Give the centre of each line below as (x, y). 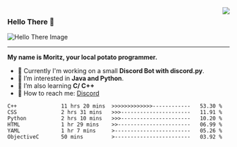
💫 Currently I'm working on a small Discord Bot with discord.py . (111, 71)
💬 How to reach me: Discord (59, 94)
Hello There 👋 (31, 22)
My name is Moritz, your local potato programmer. (82, 57)
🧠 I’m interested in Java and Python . (71, 78)
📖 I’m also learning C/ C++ (56, 86)
